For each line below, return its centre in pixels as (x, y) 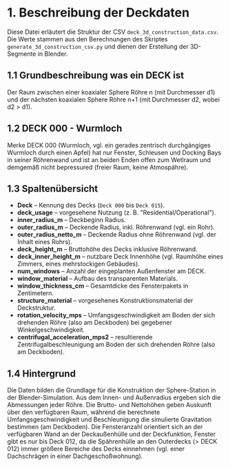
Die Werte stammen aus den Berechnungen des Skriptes (87, 39)
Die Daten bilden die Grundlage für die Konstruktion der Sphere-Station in (112, 390)
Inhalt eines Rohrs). (44, 242)
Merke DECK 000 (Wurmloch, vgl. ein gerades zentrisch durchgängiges (109, 145)
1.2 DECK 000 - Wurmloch (65, 129)
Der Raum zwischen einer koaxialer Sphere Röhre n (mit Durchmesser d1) (111, 92)
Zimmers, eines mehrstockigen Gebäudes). (78, 264)
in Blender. (53, 54)
